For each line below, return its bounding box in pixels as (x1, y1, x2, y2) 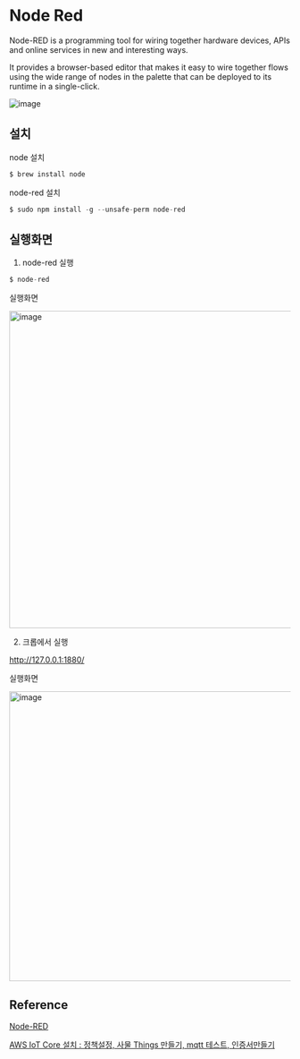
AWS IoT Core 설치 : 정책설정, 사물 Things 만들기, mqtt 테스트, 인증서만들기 (9, 1039, 275, 1050)
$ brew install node (9, 169, 87, 179)
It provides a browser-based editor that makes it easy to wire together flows (9, 62, 288, 73)
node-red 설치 (9, 187, 61, 198)
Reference (9, 997, 69, 1012)
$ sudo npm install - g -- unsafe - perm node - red (9, 205, 186, 214)
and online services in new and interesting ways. (9, 44, 189, 55)
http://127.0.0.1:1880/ (9, 654, 85, 665)
